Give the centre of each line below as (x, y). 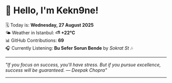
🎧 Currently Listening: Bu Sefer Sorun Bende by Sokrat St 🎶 (69, 48)
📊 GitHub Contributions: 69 (35, 40)
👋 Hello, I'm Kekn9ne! (52, 11)
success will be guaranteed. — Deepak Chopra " (56, 70)
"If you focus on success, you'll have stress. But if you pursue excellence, (83, 65)
